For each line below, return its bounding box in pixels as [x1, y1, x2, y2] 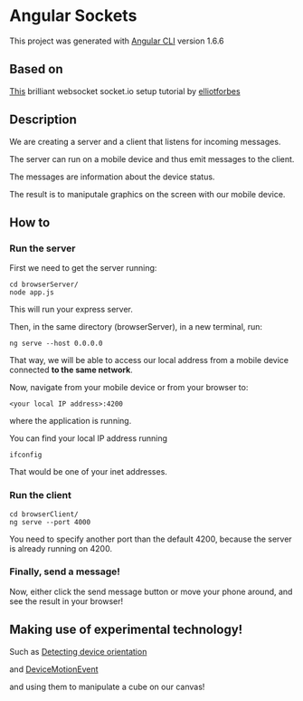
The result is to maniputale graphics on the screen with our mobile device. [9, 188, 286, 199]
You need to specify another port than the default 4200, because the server [9, 533, 292, 544]
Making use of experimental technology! [9, 622, 243, 638]
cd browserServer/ [9, 280, 79, 290]
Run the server [9, 242, 76, 254]
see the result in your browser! [9, 595, 124, 607]
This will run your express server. [9, 304, 134, 315]
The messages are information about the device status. [9, 171, 215, 182]
